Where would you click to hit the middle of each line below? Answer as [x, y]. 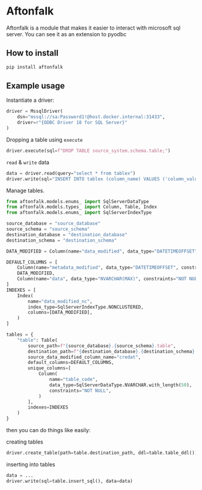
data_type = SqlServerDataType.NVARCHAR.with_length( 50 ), [121, 385]
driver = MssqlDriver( [35, 112]
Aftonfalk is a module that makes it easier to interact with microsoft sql [93, 28]
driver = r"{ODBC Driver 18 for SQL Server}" [72, 123]
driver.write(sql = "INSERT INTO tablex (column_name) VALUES [83, 179]
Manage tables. [26, 190]
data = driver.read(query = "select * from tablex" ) [71, 173]
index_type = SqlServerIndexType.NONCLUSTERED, [86, 307]
